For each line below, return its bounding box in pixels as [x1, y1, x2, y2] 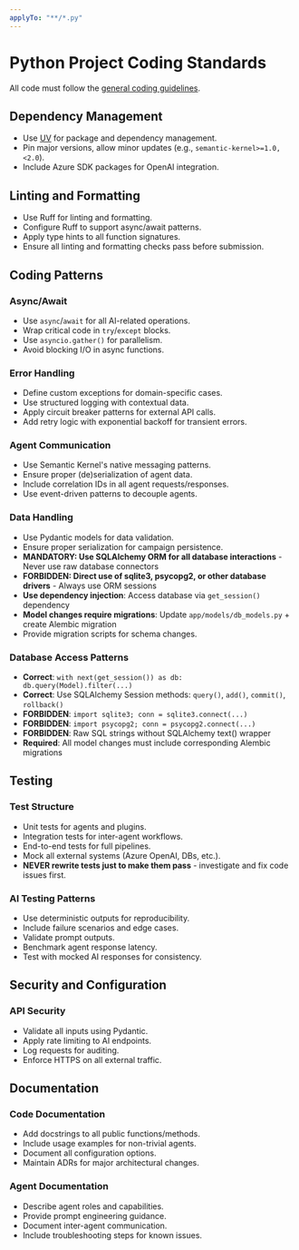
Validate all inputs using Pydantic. [22, 1025, 149, 1036]
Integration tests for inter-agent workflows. [22, 831, 184, 842]
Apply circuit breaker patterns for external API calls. [22, 407, 217, 418]
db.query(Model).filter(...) [22, 682, 133, 691]
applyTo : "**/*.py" [9, 13, 83, 23]
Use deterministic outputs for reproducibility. [22, 913, 190, 924]
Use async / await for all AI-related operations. [22, 315, 190, 326]
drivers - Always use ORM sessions [22, 580, 157, 591]
